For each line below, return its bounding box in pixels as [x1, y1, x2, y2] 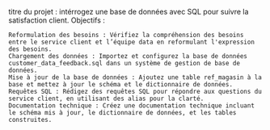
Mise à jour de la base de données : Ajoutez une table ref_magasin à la [8, 73, 263, 82]
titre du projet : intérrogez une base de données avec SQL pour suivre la [8, 7, 249, 16]
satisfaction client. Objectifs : [8, 15, 105, 25]
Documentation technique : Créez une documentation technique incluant [8, 102, 255, 110]
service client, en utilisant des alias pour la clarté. [8, 94, 205, 103]
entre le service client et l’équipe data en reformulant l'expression [8, 38, 255, 46]
